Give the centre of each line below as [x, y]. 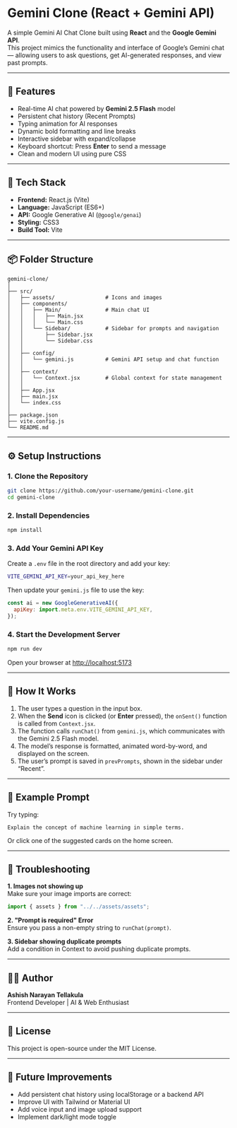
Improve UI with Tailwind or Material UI [74, 1102]
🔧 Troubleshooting [49, 869]
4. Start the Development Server [64, 634]
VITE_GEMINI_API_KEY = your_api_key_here [66, 577]
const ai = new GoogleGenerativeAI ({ [63, 603]
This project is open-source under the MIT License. [82, 1048]
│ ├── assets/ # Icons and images [85, 298]
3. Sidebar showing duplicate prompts [65, 941]
